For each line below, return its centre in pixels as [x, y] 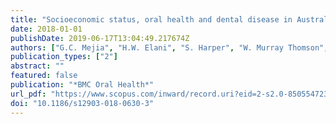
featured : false [44, 76]
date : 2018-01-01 [46, 29]
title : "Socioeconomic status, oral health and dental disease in [151, 19]
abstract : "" [37, 66]
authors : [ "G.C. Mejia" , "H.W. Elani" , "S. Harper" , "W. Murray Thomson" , [169, 47]
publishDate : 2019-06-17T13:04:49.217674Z [100, 38]
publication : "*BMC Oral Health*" [82, 85]
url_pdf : [28, 94]
